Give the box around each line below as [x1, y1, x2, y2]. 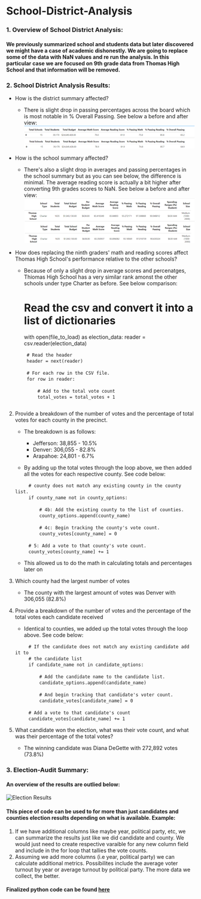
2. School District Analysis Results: [6, 81, 111, 89]
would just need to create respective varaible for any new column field [14, 840, 188, 847]
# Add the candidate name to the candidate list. [39, 674, 166, 680]
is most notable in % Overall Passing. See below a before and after [23, 113, 188, 120]
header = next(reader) [26, 359, 84, 365]
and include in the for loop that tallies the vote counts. [14, 847, 148, 854]
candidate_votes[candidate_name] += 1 [28, 716, 126, 722]
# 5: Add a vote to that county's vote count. [28, 543, 147, 549]
